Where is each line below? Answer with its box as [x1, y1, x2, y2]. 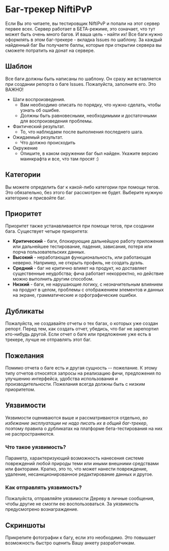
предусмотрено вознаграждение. [5, 506, 78, 512]
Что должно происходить [20, 139, 76, 145]
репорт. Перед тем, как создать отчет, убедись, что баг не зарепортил [5, 326, 159, 332]
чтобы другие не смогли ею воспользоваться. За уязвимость [5, 501, 139, 507]
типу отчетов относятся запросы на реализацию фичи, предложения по [5, 370, 161, 376]
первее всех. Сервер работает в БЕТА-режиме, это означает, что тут [5, 25, 155, 32]
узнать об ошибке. [20, 107, 61, 113]
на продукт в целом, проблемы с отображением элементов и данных [12, 287, 164, 293]
